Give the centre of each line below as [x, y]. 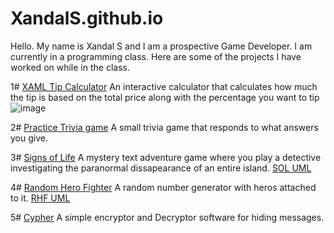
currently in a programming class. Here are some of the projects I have [156, 56]
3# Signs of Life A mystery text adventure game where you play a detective [166, 157]
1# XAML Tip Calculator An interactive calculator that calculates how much [164, 86]
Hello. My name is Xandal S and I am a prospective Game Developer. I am [161, 46]
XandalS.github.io [87, 18]
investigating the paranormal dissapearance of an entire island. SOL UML [161, 168]
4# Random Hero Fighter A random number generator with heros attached [163, 187]
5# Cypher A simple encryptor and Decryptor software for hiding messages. [167, 217]
